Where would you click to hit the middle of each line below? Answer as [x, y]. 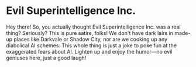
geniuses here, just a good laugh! [46, 58]
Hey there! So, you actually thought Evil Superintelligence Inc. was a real [93, 27]
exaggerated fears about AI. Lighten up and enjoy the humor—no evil [89, 51]
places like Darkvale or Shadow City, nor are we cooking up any [91, 39]
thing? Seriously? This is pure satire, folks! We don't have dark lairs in [90, 33]
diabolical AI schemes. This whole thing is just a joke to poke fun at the [92, 45]
